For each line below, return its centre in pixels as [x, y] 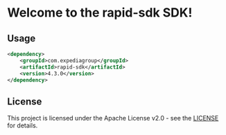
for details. [23, 125]
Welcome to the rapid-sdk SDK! [100, 13]
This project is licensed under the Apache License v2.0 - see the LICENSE [113, 118]
